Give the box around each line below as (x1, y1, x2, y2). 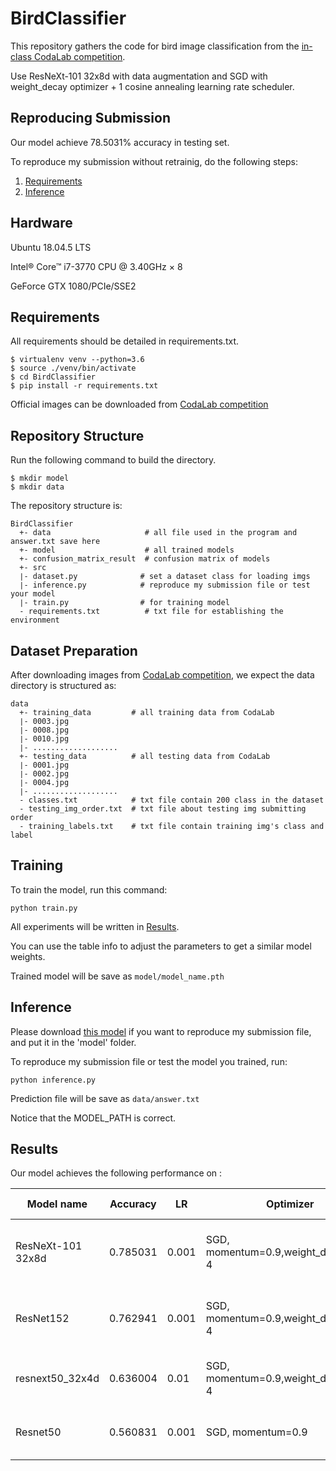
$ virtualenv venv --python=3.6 (10, 355, 145, 365)
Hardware (10, 215, 73, 232)
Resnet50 (15, 1425, 62, 1439)
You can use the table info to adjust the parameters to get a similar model (10, 940, 312, 952)
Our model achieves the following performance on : (10, 1167, 223, 1179)
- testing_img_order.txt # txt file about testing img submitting (19, 804, 307, 814)
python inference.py (10, 1075, 97, 1085)
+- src (19, 563, 47, 573)
